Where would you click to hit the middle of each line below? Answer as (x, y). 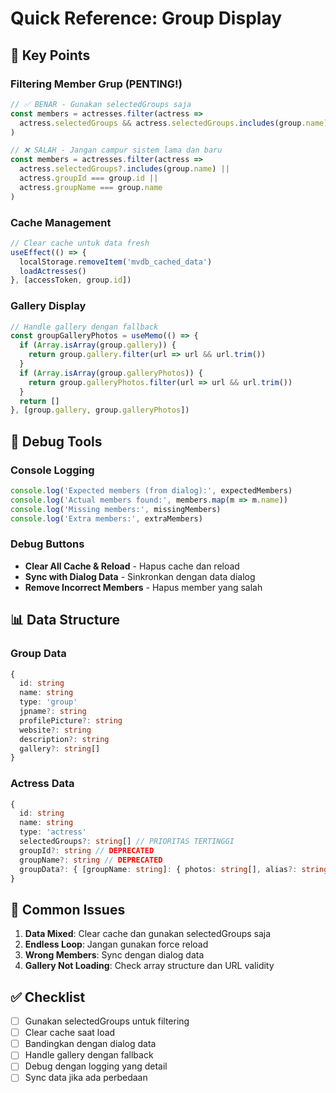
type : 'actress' (53, 832)
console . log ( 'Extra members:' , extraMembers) (106, 518)
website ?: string (55, 730)
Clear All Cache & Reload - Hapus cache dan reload (132, 566)
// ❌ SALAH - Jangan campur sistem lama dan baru (116, 150)
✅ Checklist (48, 997)
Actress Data (42, 784)
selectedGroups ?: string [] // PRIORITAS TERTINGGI (127, 842)
